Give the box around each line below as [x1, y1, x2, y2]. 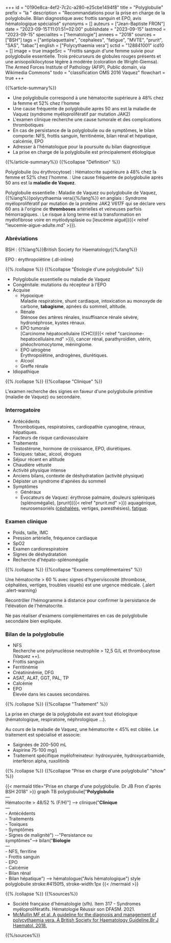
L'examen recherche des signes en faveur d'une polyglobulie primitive [5, 388, 153, 395]
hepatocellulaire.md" [20, 336, 64, 342]
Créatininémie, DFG [12, 670, 54, 676]
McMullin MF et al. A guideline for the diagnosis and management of [12, 912, 157, 918]
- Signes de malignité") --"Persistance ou [5, 832, 93, 838]
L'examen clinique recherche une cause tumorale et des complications [12, 117, 162, 122]
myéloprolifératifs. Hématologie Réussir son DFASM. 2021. [12, 906, 135, 912]
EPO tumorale [20, 325, 50, 331]
